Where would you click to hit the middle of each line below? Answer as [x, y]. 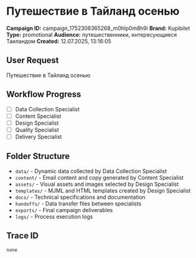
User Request [33, 60]
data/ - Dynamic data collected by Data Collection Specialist [91, 171]
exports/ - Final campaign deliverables [64, 210]
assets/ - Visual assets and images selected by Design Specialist [97, 184]
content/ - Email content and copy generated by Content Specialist [99, 177]
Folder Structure [38, 156]
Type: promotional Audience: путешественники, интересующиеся [92, 34]
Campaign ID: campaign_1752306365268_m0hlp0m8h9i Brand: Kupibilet [98, 28]
